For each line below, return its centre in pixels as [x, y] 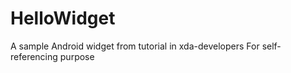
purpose [77, 56]
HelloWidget [63, 18]
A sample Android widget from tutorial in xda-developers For [135, 46]
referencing [34, 56]
